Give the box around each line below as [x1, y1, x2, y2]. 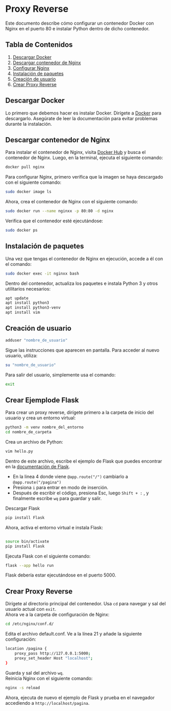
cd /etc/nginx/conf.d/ [5, 622, 54, 627]
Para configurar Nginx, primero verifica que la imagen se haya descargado [5, 174, 163, 180]
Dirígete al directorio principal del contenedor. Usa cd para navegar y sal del [5, 601, 166, 607]
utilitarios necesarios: [5, 285, 51, 292]
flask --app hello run [5, 563, 54, 568]
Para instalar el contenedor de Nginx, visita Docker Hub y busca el [5, 149, 146, 156]
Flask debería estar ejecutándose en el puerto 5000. [5, 572, 117, 578]
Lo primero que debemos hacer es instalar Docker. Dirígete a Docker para [5, 110, 162, 116]
